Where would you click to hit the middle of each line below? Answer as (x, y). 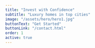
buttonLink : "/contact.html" (35, 28)
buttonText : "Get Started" (33, 24)
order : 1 (14, 33)
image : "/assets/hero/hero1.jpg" (40, 19)
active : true (19, 38)
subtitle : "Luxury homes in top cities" (48, 14)
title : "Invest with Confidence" (40, 10)
